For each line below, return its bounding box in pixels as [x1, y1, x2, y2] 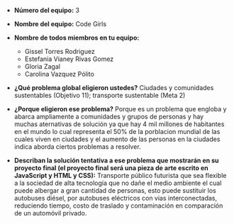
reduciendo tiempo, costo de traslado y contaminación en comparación [13, 201, 223, 210]
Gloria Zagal [24, 62, 60, 70]
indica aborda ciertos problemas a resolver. [13, 142, 141, 151]
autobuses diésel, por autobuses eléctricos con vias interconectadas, [13, 194, 218, 202]
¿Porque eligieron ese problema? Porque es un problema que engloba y [13, 105, 227, 113]
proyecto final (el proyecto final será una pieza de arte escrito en [13, 164, 208, 172]
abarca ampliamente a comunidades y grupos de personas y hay [13, 113, 204, 121]
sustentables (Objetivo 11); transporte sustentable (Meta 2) [13, 91, 186, 99]
